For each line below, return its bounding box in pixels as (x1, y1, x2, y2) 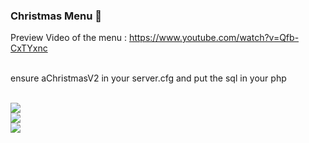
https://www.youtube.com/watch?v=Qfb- (128, 32, 300, 44)
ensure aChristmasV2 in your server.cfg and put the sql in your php (10, 72, 287, 84)
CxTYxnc (10, 42, 48, 54)
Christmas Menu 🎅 (10, 9, 103, 23)
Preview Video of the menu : (10, 32, 127, 44)
